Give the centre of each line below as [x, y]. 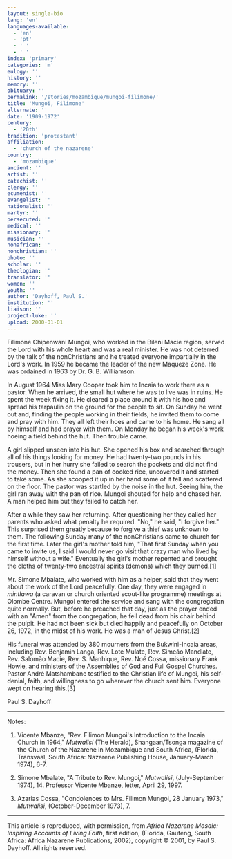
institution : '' [30, 303]
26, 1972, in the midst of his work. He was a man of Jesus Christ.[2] [104, 631]
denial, [17, 681]
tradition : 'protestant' [43, 136]
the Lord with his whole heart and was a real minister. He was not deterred [113, 349]
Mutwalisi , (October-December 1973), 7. [74, 806]
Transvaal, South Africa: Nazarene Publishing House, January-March [115, 757]
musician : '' [26, 239]
